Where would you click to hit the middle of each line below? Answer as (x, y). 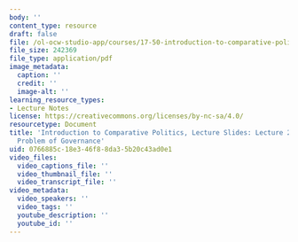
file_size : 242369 (43, 51)
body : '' (25, 17)
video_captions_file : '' (63, 166)
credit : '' (37, 83)
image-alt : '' (43, 91)
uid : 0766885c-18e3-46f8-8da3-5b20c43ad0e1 (91, 149)
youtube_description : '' (63, 215)
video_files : (33, 157)
